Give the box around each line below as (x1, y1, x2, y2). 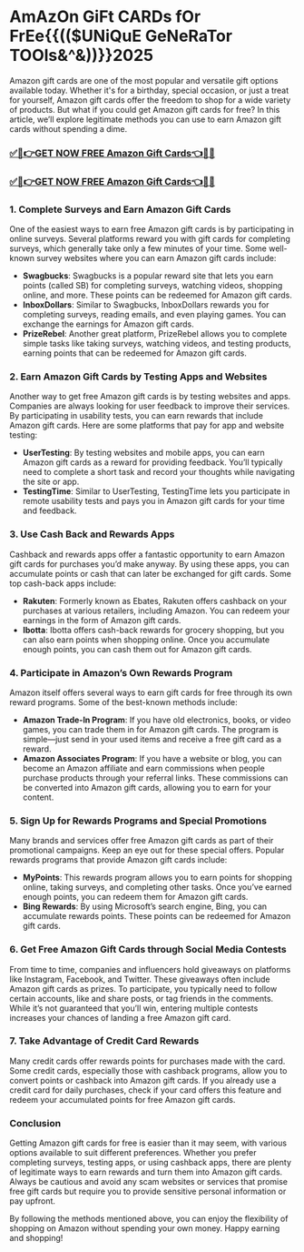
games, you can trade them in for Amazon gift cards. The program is (22, 723, 279, 734)
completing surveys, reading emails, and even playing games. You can (22, 309, 287, 320)
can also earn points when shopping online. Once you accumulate (22, 634, 270, 645)
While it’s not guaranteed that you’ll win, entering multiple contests (9, 1003, 259, 1014)
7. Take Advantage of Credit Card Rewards (9, 1035, 200, 1047)
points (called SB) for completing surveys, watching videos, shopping (22, 280, 283, 291)
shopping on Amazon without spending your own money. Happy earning (9, 1223, 280, 1234)
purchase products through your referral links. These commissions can (22, 772, 289, 783)
